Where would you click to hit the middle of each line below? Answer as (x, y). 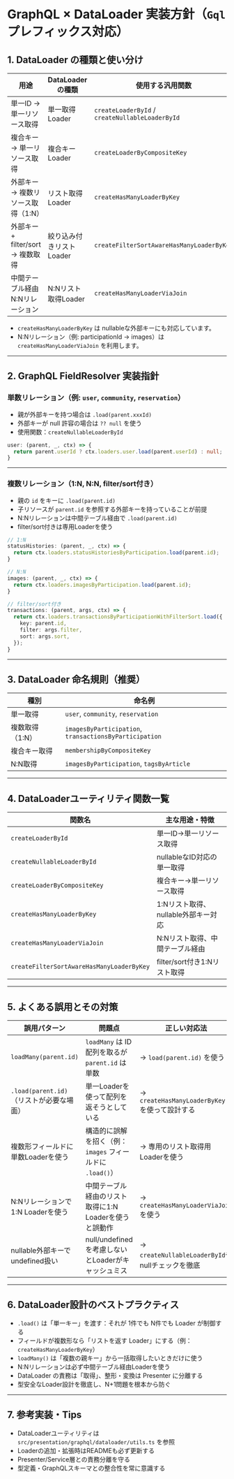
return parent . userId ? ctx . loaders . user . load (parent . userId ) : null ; (118, 451)
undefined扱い (34, 1261)
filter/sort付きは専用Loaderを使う (65, 526)
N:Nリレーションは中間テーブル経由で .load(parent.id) (97, 518)
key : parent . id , (44, 624)
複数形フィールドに (42, 1146)
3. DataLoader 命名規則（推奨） (76, 679)
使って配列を (106, 1097)
